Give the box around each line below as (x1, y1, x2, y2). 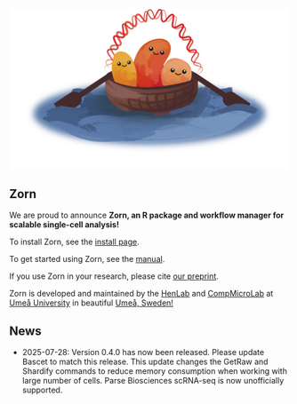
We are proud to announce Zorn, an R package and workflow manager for (9, 210, 285, 221)
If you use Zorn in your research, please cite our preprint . (9, 271, 220, 281)
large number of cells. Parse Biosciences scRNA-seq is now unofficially (21, 376, 285, 386)
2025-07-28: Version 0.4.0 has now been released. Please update (21, 347, 265, 358)
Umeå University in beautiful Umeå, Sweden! (9, 297, 173, 308)
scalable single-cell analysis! (9, 219, 120, 230)
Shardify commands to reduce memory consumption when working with (21, 366, 287, 376)
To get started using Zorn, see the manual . (9, 254, 165, 265)
